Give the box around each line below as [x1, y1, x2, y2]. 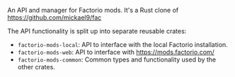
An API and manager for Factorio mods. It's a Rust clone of [7, 6, 179, 14]
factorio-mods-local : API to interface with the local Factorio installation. [17, 41, 228, 48]
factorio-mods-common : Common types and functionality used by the [17, 55, 217, 64]
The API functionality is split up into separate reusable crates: [7, 27, 187, 35]
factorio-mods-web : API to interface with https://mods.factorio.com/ [17, 48, 214, 56]
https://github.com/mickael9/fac [7, 13, 102, 22]
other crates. [17, 63, 55, 71]
